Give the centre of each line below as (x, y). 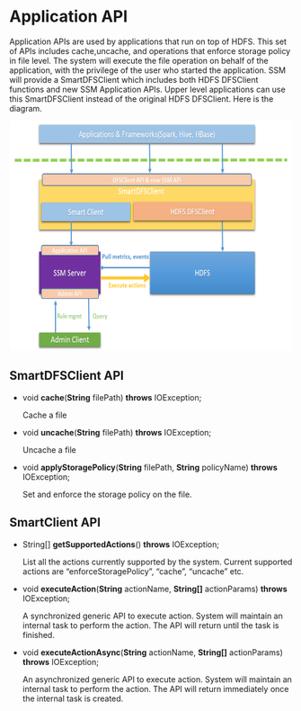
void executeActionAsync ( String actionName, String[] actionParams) (152, 652)
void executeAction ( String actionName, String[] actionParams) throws (155, 589)
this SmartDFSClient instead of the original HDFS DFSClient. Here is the (142, 99)
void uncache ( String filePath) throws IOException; (117, 432)
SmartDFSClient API (66, 376)
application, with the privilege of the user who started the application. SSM (147, 70)
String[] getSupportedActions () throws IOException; (121, 544)
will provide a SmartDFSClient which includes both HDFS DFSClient (134, 79)
